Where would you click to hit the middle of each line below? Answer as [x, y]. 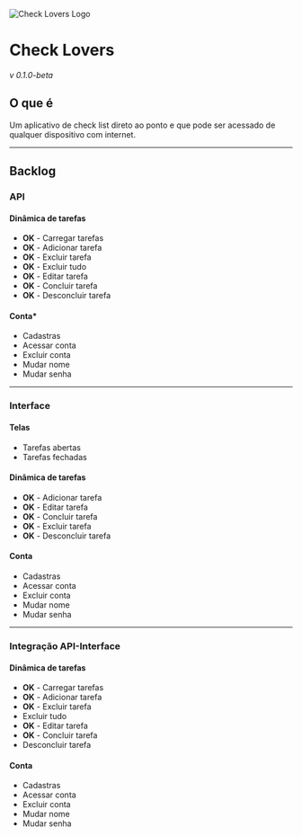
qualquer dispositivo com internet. [73, 134]
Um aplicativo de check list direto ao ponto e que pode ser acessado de [142, 125]
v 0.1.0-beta [31, 75]
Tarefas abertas [52, 447]
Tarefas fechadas [54, 457]
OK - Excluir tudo [54, 267]
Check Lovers [62, 50]
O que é [31, 103]
